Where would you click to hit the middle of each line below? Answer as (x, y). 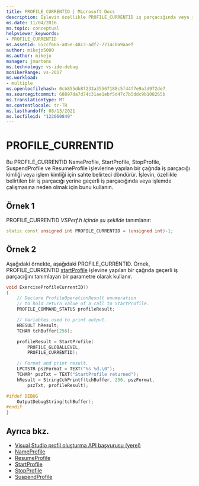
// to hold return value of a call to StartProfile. (83, 304)
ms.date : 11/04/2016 (32, 23)
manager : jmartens (29, 61)
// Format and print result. (53, 363)
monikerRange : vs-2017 (34, 72)
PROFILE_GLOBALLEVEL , (54, 347)
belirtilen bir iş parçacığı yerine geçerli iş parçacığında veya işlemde (89, 181)
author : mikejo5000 (30, 50)
